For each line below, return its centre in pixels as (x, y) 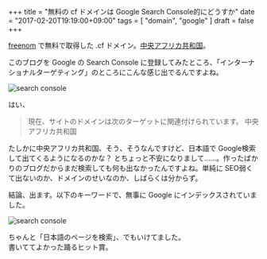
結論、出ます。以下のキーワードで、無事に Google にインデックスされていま (133, 195)
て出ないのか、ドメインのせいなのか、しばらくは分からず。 (105, 178)
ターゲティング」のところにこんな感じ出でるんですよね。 (130, 72)
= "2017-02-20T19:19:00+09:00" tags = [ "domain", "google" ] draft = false (131, 21)
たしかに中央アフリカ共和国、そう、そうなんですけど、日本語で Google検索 (132, 148)
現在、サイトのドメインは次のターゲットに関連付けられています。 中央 (143, 121)
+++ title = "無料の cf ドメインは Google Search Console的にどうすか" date (132, 12)
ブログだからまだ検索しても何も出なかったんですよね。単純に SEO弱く (137, 168)
